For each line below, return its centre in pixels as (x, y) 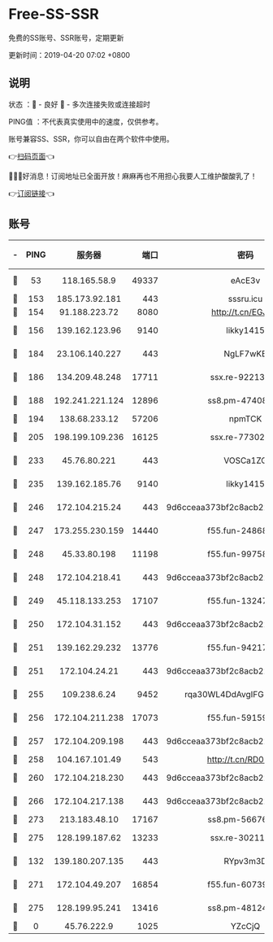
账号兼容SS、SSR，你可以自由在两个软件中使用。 (91, 138)
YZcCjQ (245, 926)
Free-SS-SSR (54, 14)
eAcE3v (245, 280)
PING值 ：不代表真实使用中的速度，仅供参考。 (86, 121)
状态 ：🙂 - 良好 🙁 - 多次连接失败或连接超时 (79, 104)
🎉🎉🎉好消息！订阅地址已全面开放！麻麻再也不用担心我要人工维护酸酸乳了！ (133, 176)
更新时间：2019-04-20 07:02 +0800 (69, 55)
